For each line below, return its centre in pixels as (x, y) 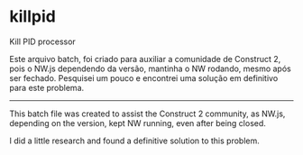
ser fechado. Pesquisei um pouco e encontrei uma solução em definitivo (144, 77)
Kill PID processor (43, 41)
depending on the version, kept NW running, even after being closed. (138, 123)
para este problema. (47, 87)
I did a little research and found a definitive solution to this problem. (134, 141)
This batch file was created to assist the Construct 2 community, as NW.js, (147, 114)
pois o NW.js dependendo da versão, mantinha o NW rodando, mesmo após (150, 68)
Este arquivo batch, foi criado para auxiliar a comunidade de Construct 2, (145, 59)
